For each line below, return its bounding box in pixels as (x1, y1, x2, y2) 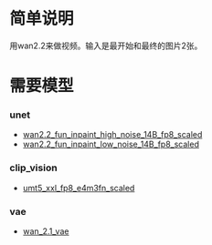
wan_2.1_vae (22, 226, 69, 237)
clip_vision (9, 161, 58, 174)
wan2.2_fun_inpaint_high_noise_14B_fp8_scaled (22, 129, 203, 140)
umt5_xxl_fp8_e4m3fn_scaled (22, 182, 135, 193)
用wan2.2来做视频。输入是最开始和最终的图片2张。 (9, 40, 203, 51)
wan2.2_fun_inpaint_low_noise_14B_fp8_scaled (22, 138, 199, 150)
